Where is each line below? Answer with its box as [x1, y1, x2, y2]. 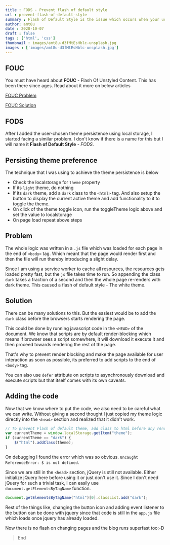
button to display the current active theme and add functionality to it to [12, 196, 160, 202]
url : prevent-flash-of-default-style [5, 12, 87, 17]
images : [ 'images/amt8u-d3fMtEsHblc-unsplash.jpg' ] [5, 45, 119, 50]
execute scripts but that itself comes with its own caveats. [5, 377, 126, 383]
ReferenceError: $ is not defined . [5, 459, 79, 465]
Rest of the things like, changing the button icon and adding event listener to [5, 504, 164, 510]
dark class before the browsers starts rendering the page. [5, 315, 125, 321]
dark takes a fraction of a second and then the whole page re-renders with [5, 276, 161, 282]
